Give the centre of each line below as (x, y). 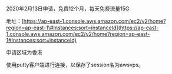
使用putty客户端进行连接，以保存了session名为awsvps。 (75, 65)
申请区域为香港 (24, 52)
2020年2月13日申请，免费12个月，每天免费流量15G (68, 9)
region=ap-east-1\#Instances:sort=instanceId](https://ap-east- (82, 28)
